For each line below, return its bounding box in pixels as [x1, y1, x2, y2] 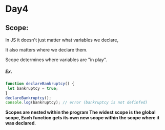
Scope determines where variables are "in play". [5, 57, 108, 63]
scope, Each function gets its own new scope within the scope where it [5, 115, 160, 121]
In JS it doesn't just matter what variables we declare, [5, 37, 119, 43]
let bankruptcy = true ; [7, 86, 58, 91]
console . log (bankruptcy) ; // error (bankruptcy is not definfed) [5, 100, 148, 105]
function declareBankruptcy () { [5, 81, 74, 86]
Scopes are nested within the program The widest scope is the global [5, 109, 156, 115]
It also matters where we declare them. [5, 47, 88, 53]
